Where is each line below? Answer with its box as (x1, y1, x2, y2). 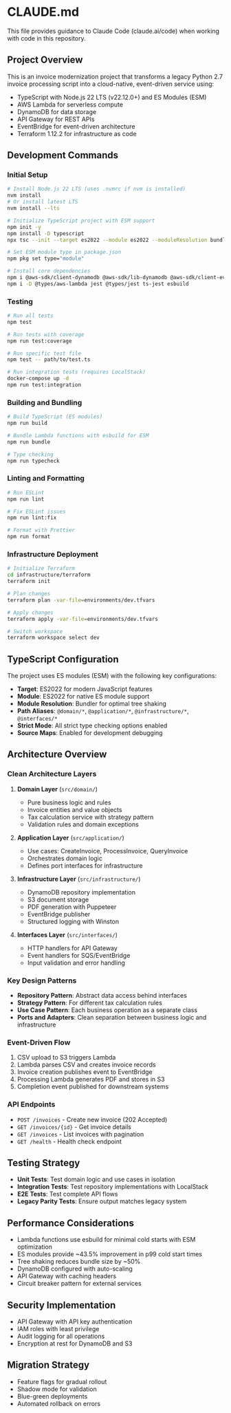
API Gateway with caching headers (16, 1272, 117, 1280)
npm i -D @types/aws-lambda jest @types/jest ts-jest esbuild (7, 280, 189, 287)
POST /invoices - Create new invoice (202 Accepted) (16, 1115, 168, 1124)
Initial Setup (7, 170, 48, 179)
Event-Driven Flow (7, 1038, 71, 1047)
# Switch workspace (7, 628, 63, 635)
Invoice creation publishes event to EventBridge (16, 1068, 153, 1076)
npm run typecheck (7, 457, 60, 464)
